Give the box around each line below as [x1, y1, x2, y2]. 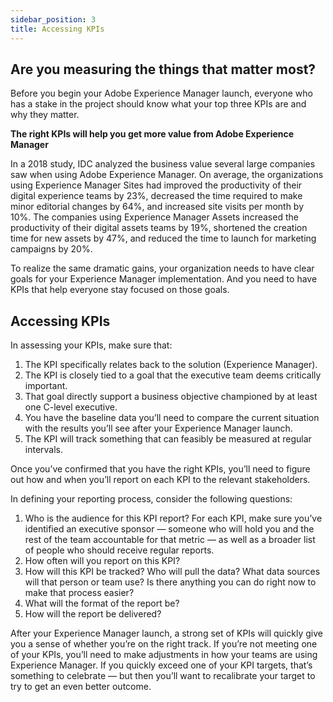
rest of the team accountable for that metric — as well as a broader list [24, 534, 316, 546]
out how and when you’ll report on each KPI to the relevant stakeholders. [10, 474, 311, 486]
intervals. [24, 444, 64, 456]
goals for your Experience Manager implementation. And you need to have [10, 273, 318, 285]
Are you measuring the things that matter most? [10, 61, 317, 78]
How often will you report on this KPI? [24, 555, 181, 567]
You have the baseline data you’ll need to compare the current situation [24, 412, 320, 424]
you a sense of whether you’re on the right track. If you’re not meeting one [10, 638, 318, 650]
